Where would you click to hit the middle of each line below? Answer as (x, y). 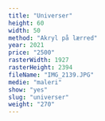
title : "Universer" (41, 16)
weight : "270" (32, 104)
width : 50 (25, 30)
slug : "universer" (39, 97)
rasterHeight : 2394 (41, 68)
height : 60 (26, 23)
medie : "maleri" (35, 82)
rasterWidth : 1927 (39, 60)
